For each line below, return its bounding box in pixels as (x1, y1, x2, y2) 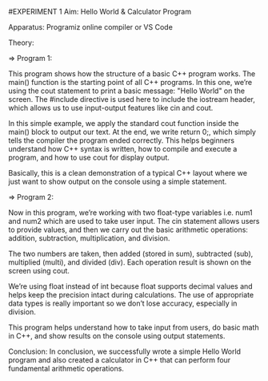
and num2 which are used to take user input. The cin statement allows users (8, 217, 260, 225)
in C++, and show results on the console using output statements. (8, 331, 226, 340)
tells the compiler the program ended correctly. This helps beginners (8, 136, 234, 145)
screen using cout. (8, 266, 70, 275)
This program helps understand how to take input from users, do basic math (8, 322, 259, 332)
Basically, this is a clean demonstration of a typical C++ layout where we (8, 168, 248, 177)
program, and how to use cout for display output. (8, 152, 170, 162)
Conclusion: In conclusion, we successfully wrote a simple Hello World (8, 347, 242, 356)
